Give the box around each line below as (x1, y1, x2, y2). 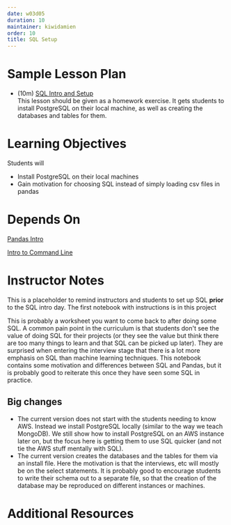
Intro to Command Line (7, 248, 73, 257)
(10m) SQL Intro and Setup (17, 89, 94, 98)
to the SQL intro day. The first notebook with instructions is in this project (7, 303, 217, 311)
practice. (7, 376, 33, 384)
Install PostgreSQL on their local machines (17, 172, 139, 181)
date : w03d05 (7, 10, 45, 17)
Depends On (7, 212, 81, 227)
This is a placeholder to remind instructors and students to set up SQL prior (7, 296, 224, 304)
